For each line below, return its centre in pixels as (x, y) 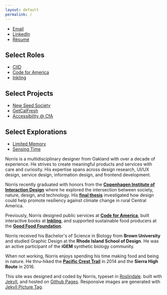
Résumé (21, 39)
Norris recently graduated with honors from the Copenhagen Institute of (80, 184)
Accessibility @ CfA (33, 116)
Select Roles (25, 55)
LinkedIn (21, 34)
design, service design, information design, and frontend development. (78, 174)
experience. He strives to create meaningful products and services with (79, 164)
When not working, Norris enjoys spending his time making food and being (82, 256)
